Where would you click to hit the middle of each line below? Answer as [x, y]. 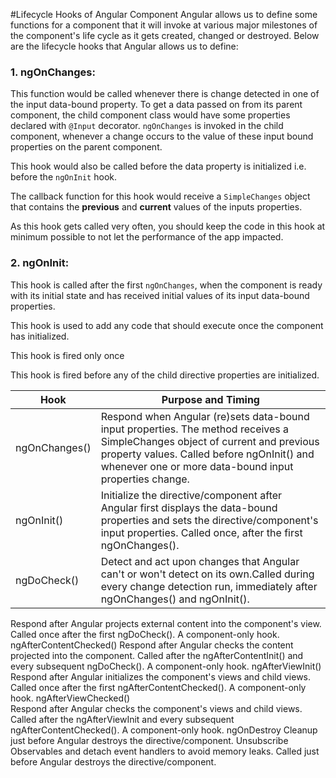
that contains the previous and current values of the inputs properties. [156, 207]
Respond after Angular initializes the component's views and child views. [161, 676]
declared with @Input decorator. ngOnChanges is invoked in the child [147, 126]
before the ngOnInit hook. [64, 177]
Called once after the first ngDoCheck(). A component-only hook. [145, 634]
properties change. [145, 479]
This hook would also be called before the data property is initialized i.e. [158, 166]
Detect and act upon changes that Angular [200, 561]
